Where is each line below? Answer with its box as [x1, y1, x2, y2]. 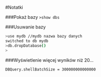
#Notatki [5, 5, 23, 10]
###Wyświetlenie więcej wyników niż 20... [5, 57, 94, 63]
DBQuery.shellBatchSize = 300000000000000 [5, 67, 96, 72]
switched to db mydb [5, 38, 49, 44]
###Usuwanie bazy [5, 24, 46, 30]
